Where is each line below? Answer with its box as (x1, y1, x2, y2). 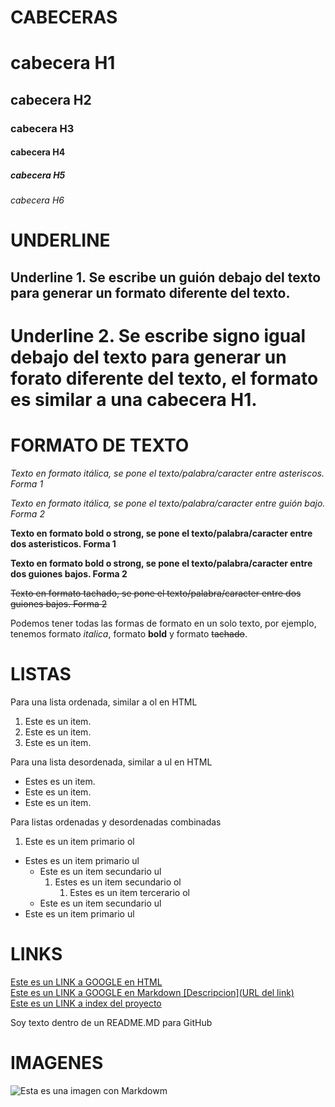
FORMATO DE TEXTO (10, 434, 190, 457)
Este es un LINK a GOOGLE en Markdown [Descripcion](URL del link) (10, 986, 295, 998)
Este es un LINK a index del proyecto (10, 997, 162, 1009)
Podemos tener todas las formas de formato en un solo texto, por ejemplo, (10, 617, 317, 629)
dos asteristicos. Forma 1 (10, 537, 117, 550)
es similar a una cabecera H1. (10, 389, 258, 411)
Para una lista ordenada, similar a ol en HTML (10, 696, 198, 708)
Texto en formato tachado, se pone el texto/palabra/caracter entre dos (10, 587, 302, 599)
